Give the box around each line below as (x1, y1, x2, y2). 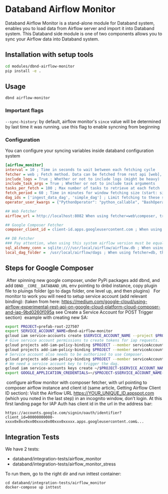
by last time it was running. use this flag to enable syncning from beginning (5, 123, 160, 129)
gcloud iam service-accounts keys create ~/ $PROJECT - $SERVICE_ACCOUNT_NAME (5, 366, 166, 371)
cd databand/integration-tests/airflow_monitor (5, 480, 106, 485)
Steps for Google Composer (5, 264, 94, 272)
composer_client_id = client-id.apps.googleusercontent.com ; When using (5, 227, 162, 232)
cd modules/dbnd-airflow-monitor (5, 63, 75, 68)
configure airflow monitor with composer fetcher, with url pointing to (6, 379, 147, 385)
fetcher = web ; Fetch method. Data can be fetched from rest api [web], (5, 171, 162, 177)
